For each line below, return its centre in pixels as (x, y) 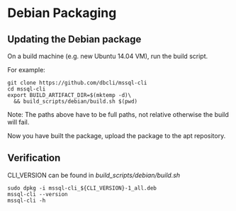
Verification (34, 158)
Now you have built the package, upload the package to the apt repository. (117, 136)
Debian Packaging (62, 13)
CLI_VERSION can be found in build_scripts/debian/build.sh (94, 175)
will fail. (18, 122)
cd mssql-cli (27, 89)
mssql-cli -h (27, 200)
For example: (27, 70)
